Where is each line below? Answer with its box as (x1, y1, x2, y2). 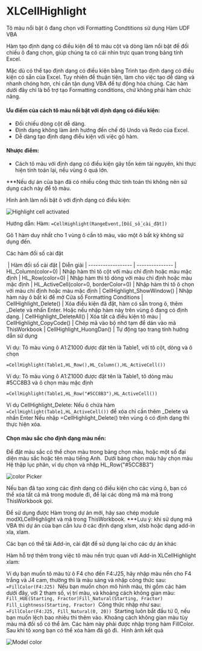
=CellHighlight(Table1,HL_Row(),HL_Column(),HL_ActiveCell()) (6, 362, 166, 368)
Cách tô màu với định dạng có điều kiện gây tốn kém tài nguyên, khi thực (14, 160, 197, 168)
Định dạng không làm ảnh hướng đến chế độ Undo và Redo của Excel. (14, 126, 189, 134)
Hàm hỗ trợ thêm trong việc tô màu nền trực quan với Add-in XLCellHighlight (6, 552, 196, 559)
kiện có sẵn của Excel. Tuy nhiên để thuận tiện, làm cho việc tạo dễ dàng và (6, 73, 195, 80)
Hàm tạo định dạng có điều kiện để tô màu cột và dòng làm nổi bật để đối (6, 42, 189, 50)
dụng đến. (6, 238, 32, 246)
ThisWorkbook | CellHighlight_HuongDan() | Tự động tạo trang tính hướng (6, 325, 189, 333)
